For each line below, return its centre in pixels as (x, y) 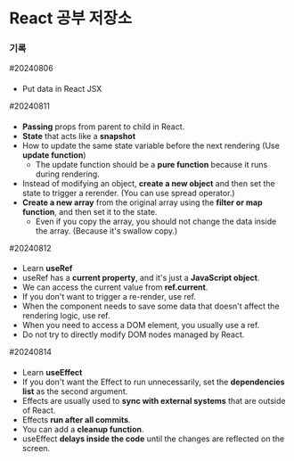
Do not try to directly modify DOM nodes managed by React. (133, 334)
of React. (39, 410)
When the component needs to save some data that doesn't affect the (151, 306)
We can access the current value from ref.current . (115, 287)
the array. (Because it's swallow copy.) (106, 230)
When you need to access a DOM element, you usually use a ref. (141, 325)
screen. (36, 448)
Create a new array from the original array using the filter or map (142, 202)
